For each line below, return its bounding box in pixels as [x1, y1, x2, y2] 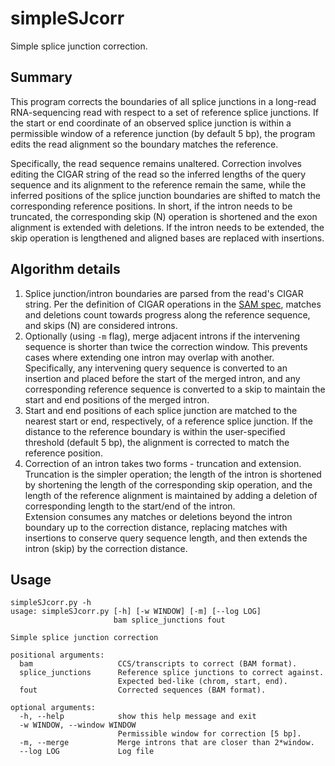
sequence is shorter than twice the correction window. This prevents [24, 340, 308, 352]
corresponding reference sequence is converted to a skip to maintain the [24, 383, 326, 395]
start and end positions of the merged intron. [24, 393, 210, 406]
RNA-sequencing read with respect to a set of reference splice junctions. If [10, 106, 319, 118]
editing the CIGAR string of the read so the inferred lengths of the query [10, 168, 307, 180]
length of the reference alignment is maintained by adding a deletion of [24, 489, 318, 501]
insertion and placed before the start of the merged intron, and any [24, 372, 301, 384]
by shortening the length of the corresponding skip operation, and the [24, 478, 313, 491]
